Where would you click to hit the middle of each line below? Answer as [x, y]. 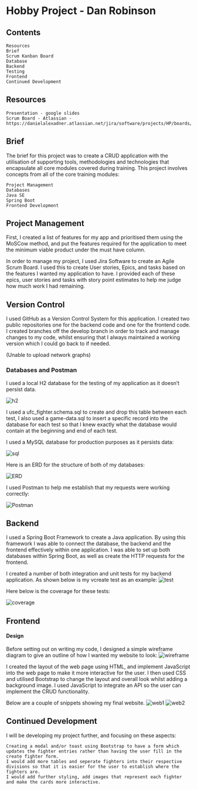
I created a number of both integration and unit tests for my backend [89, 574]
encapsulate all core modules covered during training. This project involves [97, 168]
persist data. [21, 389]
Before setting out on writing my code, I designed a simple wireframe [89, 649]
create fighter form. [33, 756]
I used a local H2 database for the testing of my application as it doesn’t [93, 383]
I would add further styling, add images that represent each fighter [94, 777]
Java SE [16, 195]
